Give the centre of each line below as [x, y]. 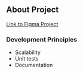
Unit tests [27, 59]
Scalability [27, 52]
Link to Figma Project [32, 24]
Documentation [34, 65]
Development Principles [42, 39]
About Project [33, 10]
